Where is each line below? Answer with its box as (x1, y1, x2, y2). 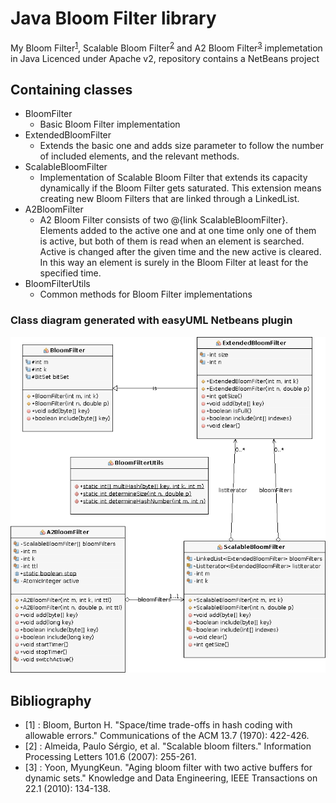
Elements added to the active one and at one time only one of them (39, 225, 317, 237)
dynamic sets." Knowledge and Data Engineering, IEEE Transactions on (24, 772, 318, 784)
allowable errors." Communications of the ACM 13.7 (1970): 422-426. (24, 730, 310, 742)
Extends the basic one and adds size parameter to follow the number (39, 140, 325, 152)
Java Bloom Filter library (10, 7, 217, 30)
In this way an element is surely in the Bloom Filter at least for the (39, 257, 309, 269)
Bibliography (10, 692, 92, 709)
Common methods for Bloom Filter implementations (39, 288, 253, 301)
